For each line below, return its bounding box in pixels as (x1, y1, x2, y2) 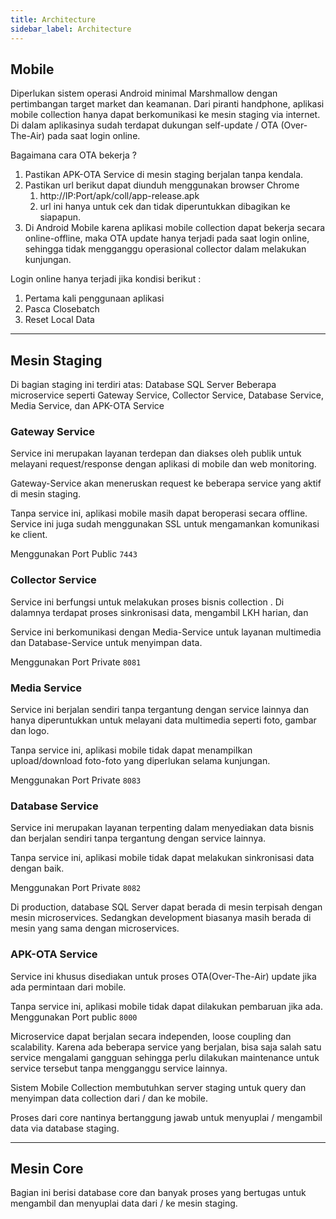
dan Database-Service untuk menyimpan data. (10, 636, 203, 648)
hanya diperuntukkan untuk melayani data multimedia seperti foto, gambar (10, 714, 317, 726)
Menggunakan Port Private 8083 (10, 774, 142, 786)
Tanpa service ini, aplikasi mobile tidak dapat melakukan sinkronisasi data (10, 852, 315, 864)
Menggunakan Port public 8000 (10, 1011, 138, 1023)
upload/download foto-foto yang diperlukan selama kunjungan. (10, 755, 271, 767)
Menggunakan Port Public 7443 (10, 548, 138, 560)
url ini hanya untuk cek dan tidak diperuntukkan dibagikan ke (39, 201, 291, 213)
